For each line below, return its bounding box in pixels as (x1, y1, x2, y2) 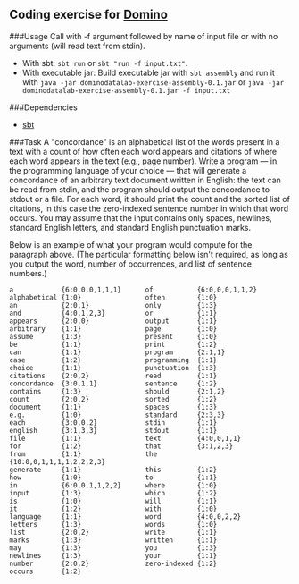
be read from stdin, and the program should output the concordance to (9, 183, 270, 195)
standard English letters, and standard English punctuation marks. (9, 222, 252, 233)
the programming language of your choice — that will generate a (9, 165, 247, 175)
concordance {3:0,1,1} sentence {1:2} (9, 379, 218, 388)
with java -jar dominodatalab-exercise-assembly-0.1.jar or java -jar (21, 76, 285, 88)
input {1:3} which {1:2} (9, 488, 218, 497)
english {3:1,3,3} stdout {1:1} (9, 426, 218, 435)
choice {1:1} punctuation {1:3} (9, 363, 218, 372)
